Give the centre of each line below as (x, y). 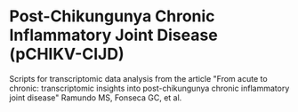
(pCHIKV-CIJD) (67, 54)
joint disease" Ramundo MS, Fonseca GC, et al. (96, 97)
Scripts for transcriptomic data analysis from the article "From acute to (139, 78)
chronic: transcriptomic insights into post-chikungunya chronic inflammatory (149, 88)
